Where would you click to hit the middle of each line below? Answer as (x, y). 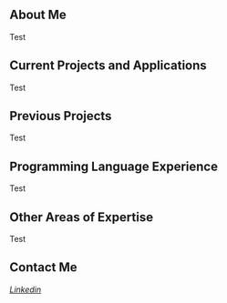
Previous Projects (61, 116)
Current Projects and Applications (108, 66)
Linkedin (26, 289)
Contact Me (43, 268)
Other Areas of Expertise (81, 217)
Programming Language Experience (114, 166)
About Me (38, 15)
